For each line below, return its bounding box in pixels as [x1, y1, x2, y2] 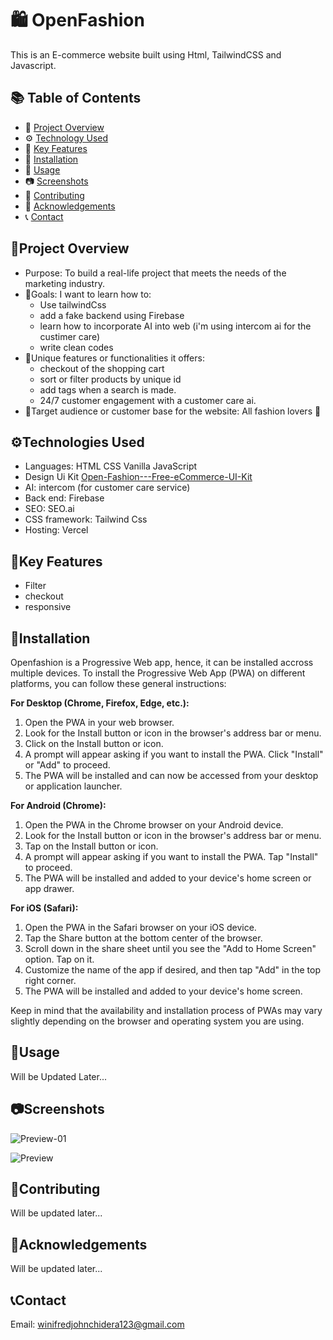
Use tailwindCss [39, 298, 107, 311]
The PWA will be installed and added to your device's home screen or [24, 872, 312, 884]
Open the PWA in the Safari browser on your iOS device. [24, 922, 257, 933]
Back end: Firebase [24, 492, 105, 504]
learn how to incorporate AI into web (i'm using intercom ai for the [39, 320, 312, 332]
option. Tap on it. [24, 953, 95, 965]
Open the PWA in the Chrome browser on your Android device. [24, 819, 284, 831]
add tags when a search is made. [39, 383, 177, 396]
